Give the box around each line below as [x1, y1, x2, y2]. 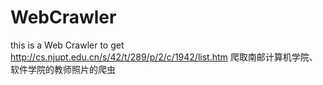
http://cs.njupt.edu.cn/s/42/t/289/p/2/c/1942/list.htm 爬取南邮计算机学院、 [10, 51, 318, 63]
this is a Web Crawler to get [10, 39, 125, 51]
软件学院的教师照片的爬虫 [10, 63, 116, 75]
